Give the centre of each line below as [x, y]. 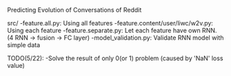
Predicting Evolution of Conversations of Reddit [74, 10]
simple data [24, 45]
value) [16, 65]
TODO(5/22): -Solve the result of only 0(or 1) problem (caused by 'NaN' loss [115, 58]
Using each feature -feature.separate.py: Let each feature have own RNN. [112, 30]
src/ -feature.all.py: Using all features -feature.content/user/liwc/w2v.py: [110, 23]
